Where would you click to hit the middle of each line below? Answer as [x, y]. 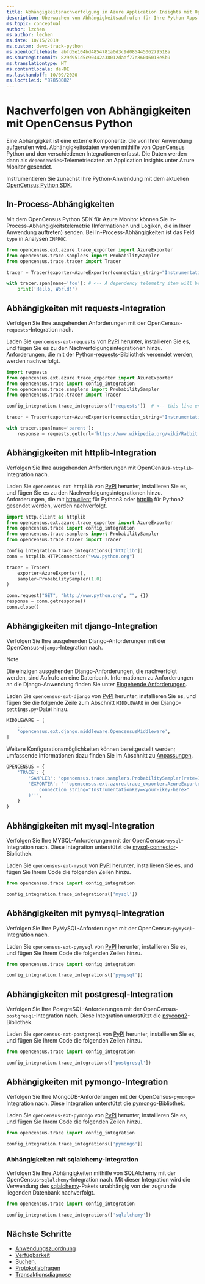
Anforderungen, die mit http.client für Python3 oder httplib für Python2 [95, 499]
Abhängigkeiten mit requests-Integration [86, 308]
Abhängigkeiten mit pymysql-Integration [85, 914]
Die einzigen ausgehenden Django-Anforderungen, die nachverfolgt [92, 671]
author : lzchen [26, 29]
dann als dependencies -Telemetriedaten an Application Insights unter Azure [100, 161]
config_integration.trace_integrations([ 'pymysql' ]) [75, 975]
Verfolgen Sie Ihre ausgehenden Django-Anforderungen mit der [86, 640]
